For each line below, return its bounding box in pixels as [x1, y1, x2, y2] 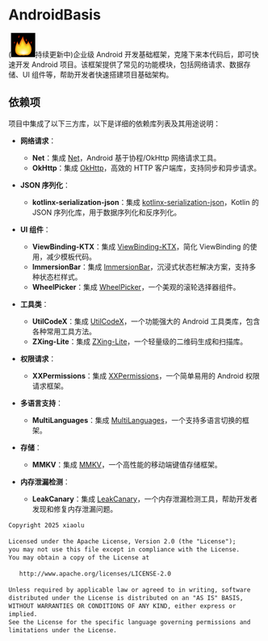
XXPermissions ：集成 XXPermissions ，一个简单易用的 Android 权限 [31, 371, 260, 380]
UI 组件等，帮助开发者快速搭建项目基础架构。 [22, 69, 174, 79]
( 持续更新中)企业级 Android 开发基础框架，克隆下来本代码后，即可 [8, 49, 252, 59]
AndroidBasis [8, 6, 101, 24]
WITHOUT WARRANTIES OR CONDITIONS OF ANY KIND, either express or [8, 601, 237, 610]
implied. [8, 610, 38, 618]
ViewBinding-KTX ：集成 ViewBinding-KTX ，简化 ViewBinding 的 [31, 241, 250, 251]
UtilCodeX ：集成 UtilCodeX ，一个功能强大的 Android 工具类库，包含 [31, 316, 261, 326]
